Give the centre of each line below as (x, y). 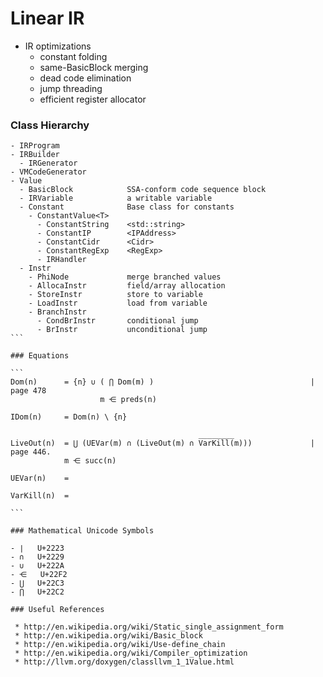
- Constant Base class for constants (127, 207)
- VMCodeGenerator (48, 172)
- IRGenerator (48, 163)
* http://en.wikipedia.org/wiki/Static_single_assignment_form (149, 627)
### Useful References (57, 610)
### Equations (40, 356)
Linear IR (47, 18)
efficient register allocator (93, 99)
